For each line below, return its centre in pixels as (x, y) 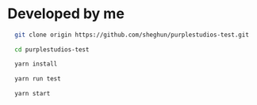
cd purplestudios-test (52, 49)
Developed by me (66, 14)
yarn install (36, 64)
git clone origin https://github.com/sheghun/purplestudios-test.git (132, 35)
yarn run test (38, 79)
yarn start (33, 93)
